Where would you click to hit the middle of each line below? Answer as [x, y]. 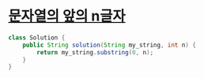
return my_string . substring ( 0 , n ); [95, 52]
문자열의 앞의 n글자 [67, 16]
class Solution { [37, 37]
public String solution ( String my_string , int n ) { [109, 45]
